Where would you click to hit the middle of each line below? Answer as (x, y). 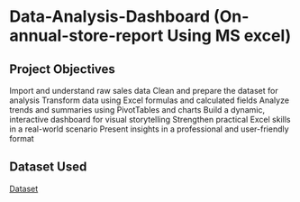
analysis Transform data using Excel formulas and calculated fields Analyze (150, 100)
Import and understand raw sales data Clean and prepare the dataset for (144, 91)
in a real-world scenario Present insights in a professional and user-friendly (150, 129)
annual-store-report (86, 36)
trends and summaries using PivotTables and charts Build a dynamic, (137, 110)
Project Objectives (62, 69)
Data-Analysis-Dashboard (109, 17)
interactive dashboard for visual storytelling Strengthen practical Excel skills (150, 119)
